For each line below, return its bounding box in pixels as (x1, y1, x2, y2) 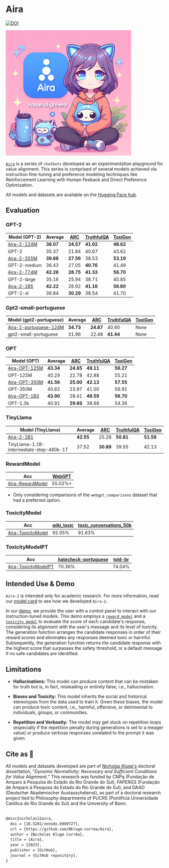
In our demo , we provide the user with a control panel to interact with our (6, 608, 157, 614)
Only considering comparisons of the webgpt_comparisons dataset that (13, 492, 157, 498)
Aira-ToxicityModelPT (8, 563, 54, 570)
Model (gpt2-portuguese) (8, 317, 64, 323)
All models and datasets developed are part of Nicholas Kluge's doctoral (6, 763, 155, 769)
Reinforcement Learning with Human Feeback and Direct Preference (6, 177, 147, 183)
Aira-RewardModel (8, 481, 48, 487)
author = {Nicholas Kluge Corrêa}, (10, 832, 85, 837)
